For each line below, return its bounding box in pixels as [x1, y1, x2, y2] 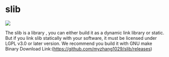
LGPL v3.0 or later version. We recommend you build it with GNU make [5, 40, 152, 46]
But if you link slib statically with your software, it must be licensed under [5, 35, 157, 41]
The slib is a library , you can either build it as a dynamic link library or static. [5, 29, 164, 36]
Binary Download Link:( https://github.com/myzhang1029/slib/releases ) [5, 45, 152, 51]
